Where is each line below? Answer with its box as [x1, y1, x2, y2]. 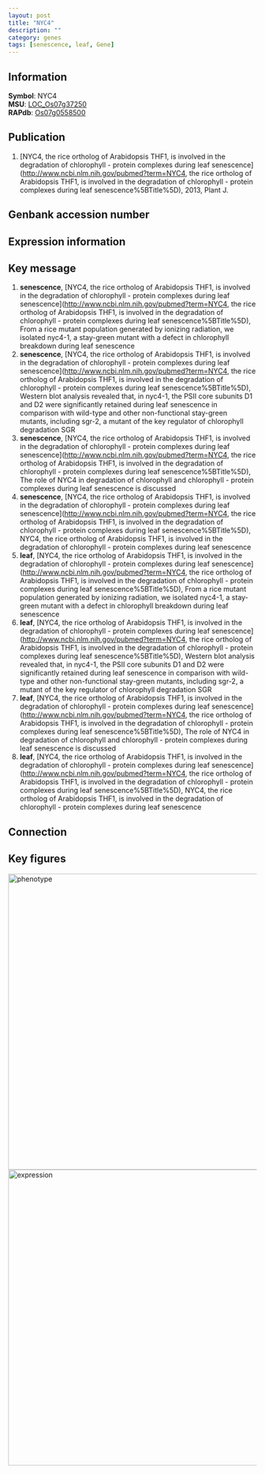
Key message [8, 261, 77, 275]
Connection [8, 825, 67, 839]
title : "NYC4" [8, 19, 55, 27]
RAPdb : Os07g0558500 [8, 107, 86, 117]
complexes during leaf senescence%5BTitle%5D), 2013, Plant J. [19, 185, 229, 194]
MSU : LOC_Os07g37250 [8, 99, 87, 109]
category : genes [8, 33, 62, 42]
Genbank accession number [8, 208, 150, 222]
